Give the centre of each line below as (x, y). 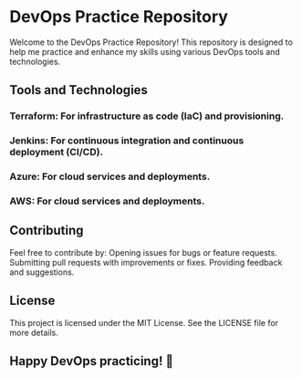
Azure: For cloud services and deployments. (110, 177)
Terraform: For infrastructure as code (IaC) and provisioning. (147, 116)
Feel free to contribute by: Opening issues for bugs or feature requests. (144, 252)
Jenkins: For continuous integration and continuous (127, 141)
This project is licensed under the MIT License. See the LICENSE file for (144, 322)
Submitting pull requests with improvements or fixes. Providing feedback (146, 262)
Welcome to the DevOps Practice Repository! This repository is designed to (151, 42)
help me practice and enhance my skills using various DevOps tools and (145, 51)
